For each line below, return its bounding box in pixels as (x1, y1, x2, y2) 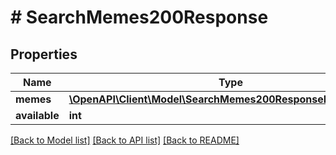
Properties (10, 46, 78, 63)
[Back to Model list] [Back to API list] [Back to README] (10, 134, 240, 146)
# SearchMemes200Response (10, 6, 269, 29)
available (15, 109, 60, 122)
